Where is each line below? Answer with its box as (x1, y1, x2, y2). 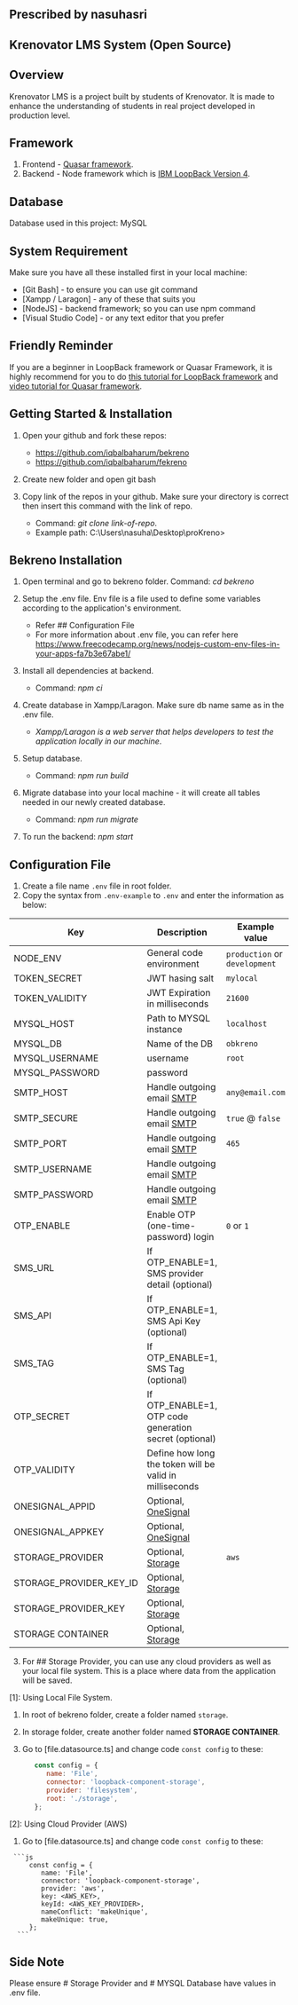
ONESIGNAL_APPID (13, 1500, 96, 1512)
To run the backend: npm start (21, 832, 134, 842)
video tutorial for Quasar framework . (9, 381, 142, 391)
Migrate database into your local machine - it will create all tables (21, 787, 261, 798)
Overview (9, 67, 65, 83)
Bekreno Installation (9, 553, 122, 568)
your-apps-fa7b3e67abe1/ (35, 648, 131, 659)
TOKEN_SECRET (13, 972, 82, 984)
